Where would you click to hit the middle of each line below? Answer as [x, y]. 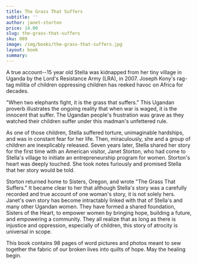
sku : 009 [17, 39]
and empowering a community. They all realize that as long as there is [91, 219]
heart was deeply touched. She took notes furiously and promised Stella [94, 164]
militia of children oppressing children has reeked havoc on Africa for [99, 85]
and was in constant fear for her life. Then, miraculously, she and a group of [98, 138]
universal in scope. [29, 231]
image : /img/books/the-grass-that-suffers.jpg [64, 45]
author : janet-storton [34, 22]
